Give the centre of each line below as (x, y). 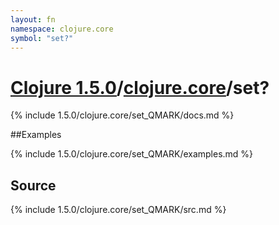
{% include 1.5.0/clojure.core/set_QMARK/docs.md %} (122, 115)
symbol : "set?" (42, 38)
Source (33, 185)
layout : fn (33, 19)
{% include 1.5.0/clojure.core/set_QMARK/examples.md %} (132, 154)
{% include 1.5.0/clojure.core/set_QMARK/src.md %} (118, 210)
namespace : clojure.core (62, 29)
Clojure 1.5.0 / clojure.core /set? (140, 87)
